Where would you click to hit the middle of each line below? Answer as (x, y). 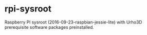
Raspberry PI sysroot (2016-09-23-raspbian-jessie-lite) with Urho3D (73, 22)
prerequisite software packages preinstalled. (49, 27)
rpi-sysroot (28, 9)
